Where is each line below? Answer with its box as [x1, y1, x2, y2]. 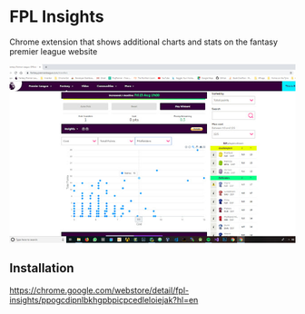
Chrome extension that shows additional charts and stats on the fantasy [9, 36, 279, 47]
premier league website [9, 45, 98, 56]
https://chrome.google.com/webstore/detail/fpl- [9, 284, 190, 296]
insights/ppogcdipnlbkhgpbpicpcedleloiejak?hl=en [9, 294, 199, 305]
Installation [9, 260, 74, 276]
